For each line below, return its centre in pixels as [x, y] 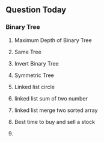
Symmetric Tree [34, 75]
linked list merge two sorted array [56, 110]
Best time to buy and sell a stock [55, 122]
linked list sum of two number [51, 98]
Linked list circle [35, 87]
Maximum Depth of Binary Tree [53, 40]
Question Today [36, 10]
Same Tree [28, 52]
